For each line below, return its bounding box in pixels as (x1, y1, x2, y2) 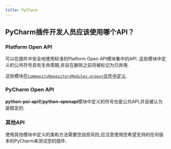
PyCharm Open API (5, 86, 54, 93)
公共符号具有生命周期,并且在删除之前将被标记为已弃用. (14, 62, 130, 68)
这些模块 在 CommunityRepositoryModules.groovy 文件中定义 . (5, 73, 127, 79)
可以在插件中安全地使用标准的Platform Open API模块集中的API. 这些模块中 (5, 56, 162, 62)
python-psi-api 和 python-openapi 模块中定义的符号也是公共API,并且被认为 (5, 98, 163, 104)
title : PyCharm (5, 7, 38, 13)
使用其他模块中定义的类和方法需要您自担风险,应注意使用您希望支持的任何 (5, 131, 160, 137)
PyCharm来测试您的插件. (14, 138, 67, 144)
